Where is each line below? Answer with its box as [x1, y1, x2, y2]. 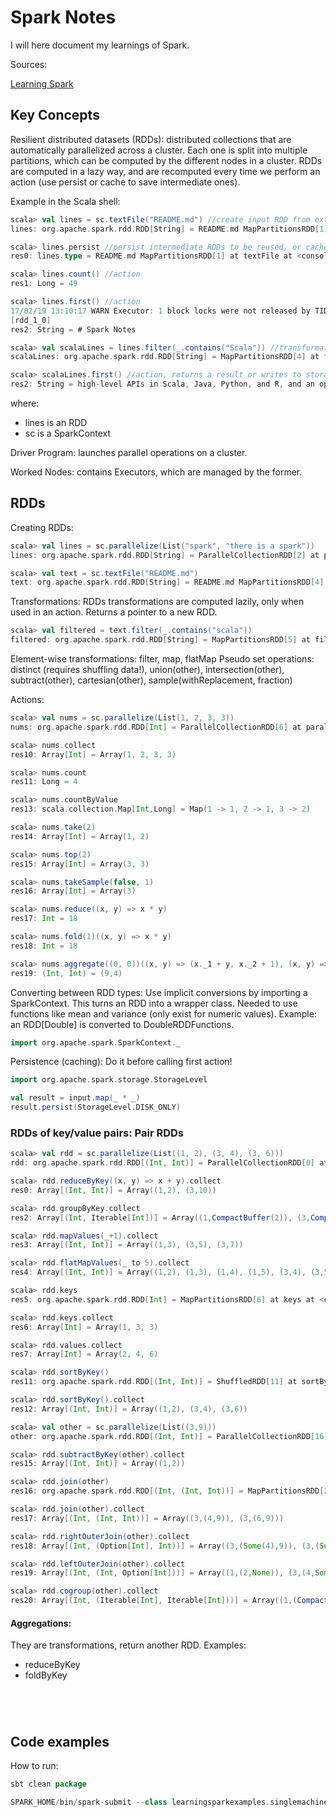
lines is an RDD [24, 417, 88, 428]
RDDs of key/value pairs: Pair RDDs [10, 1126, 185, 1140]
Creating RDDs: [10, 521, 74, 533]
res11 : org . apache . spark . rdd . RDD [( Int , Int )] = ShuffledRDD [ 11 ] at [10, 1377, 298, 1387]
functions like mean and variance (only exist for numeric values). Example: [10, 1007, 317, 1020]
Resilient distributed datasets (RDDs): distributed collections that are [10, 133, 292, 145]
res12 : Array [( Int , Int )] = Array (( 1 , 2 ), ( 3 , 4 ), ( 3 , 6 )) [10, 1404, 248, 1414]
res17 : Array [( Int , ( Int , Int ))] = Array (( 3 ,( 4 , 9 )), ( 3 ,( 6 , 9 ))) [10, 1513, 285, 1523]
